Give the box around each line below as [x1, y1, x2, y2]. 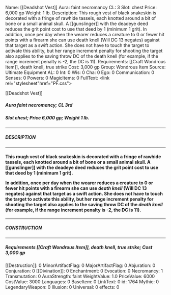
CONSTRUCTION [5, 225, 42, 231]
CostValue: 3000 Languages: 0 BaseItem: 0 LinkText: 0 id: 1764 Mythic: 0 [5, 279, 159, 285]
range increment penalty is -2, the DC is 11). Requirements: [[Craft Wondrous [5, 59, 166, 64]
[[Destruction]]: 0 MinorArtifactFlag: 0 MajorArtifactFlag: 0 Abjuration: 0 [5, 262, 156, 268]
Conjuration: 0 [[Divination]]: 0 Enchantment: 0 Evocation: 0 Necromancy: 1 [5, 268, 163, 274]
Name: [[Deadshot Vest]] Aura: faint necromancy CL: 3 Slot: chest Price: [5, 5, 157, 10]
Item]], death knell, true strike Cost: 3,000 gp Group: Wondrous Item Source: [5, 64, 166, 70]
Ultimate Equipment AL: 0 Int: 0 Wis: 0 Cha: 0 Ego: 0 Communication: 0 [5, 69, 154, 76]
